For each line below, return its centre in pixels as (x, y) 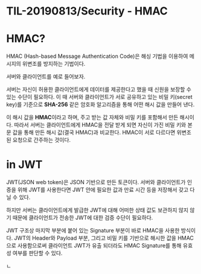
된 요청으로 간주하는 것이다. (39, 140)
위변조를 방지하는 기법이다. (54, 64)
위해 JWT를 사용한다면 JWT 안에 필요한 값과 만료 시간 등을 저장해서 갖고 (103, 190)
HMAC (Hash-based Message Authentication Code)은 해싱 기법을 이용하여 (97, 56)
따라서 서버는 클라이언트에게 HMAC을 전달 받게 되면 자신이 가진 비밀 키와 (100, 125)
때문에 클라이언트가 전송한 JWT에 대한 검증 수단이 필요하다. (83, 218)
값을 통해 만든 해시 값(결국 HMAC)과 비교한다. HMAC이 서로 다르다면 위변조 (102, 132)
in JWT (24, 165)
